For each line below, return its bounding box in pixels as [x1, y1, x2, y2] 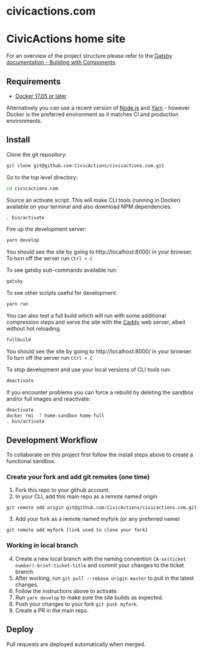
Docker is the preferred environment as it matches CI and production [6, 111, 179, 118]
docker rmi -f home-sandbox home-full [6, 412, 105, 419]
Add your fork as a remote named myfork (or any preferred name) [15, 515, 181, 523]
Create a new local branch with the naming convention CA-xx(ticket [15, 555, 187, 562]
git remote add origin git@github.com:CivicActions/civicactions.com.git [6, 504, 198, 511]
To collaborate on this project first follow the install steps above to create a [6, 451, 193, 458]
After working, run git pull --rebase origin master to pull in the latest [15, 574, 194, 582]
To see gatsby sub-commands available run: [6, 266, 117, 274]
